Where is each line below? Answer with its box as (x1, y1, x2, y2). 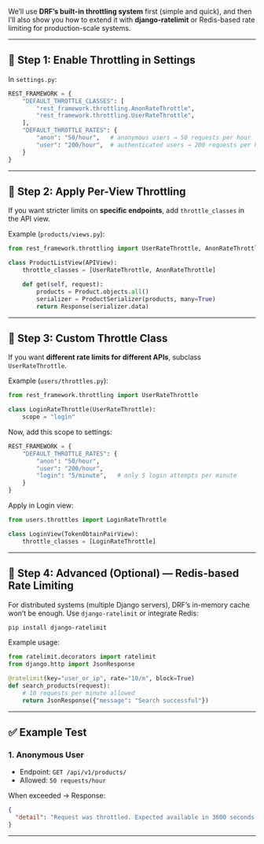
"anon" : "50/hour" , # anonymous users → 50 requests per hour (36, 134, 251, 142)
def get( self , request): (22, 281, 104, 288)
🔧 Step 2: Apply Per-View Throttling (8, 184, 186, 198)
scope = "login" (22, 413, 76, 421)
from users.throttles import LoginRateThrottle (8, 516, 167, 524)
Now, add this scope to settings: (8, 427, 112, 437)
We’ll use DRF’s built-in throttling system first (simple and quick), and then (8, 7, 252, 16)
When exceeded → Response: (8, 791, 106, 801)
